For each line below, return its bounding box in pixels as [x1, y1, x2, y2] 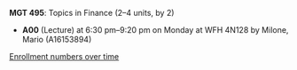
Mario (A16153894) [21, 35, 92, 44]
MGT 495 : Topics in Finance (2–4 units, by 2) [9, 8, 175, 18]
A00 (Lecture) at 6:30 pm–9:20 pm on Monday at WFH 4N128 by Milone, [21, 25, 289, 35]
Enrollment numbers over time [9, 51, 120, 61]
